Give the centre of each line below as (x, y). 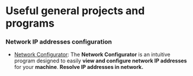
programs (30, 23)
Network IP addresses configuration (59, 42)
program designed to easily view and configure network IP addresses (100, 61)
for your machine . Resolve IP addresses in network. (79, 67)
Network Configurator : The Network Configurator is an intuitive (92, 55)
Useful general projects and (75, 11)
